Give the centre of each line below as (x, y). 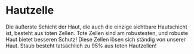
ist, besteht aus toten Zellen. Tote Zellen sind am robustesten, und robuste (97, 33)
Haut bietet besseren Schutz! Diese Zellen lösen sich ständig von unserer (96, 39)
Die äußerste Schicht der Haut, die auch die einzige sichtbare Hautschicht (96, 27)
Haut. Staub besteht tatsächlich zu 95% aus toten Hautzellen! (81, 46)
